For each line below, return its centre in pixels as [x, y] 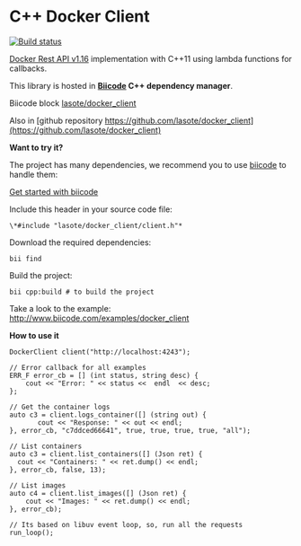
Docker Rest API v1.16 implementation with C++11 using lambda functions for [150, 58]
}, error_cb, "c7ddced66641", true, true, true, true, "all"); [130, 430]
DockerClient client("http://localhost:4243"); [100, 352]
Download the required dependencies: [80, 242]
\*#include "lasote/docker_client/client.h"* [96, 225]
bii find [26, 259]
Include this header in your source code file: [91, 209]
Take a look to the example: [60, 308]
